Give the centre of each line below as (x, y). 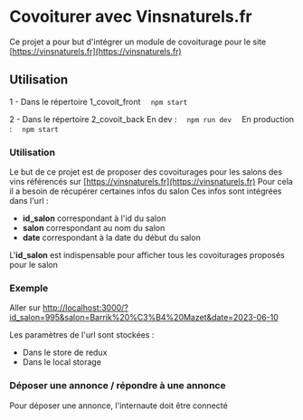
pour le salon (34, 265)
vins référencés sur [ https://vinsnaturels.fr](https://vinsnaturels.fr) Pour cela (151, 182)
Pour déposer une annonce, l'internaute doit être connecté (118, 406)
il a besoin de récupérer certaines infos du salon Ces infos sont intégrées (146, 191)
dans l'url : (29, 201)
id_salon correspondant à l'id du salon (94, 218)
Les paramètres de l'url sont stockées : (82, 335)
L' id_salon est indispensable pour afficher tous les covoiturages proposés (147, 255)
